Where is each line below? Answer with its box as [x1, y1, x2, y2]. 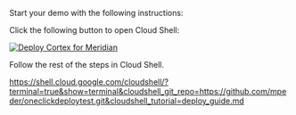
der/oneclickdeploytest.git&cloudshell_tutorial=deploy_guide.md [9, 95, 245, 106]
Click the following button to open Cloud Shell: [9, 25, 180, 35]
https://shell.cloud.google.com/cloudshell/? [9, 77, 169, 87]
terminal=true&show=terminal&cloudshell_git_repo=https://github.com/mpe [9, 86, 287, 96]
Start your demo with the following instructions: [9, 8, 184, 18]
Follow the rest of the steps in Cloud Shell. [9, 60, 165, 70]
